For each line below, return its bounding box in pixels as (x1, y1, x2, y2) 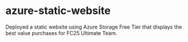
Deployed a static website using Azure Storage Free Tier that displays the (5, 23, 182, 30)
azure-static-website (5, 4, 111, 17)
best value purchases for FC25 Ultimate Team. (5, 29, 117, 36)
